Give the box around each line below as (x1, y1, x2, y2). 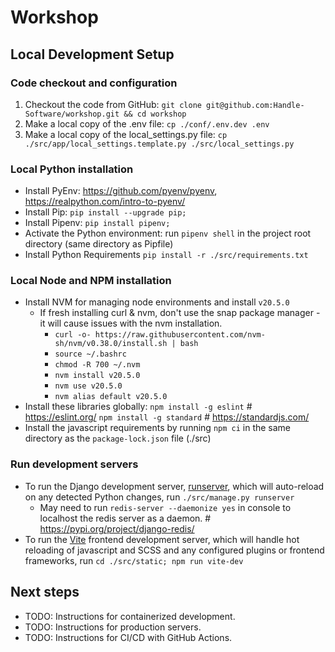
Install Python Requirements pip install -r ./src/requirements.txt (24, 249, 309, 261)
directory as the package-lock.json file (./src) (24, 432, 212, 445)
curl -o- (54, 330, 92, 340)
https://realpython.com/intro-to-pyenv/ (24, 196, 186, 208)
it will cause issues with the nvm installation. (39, 317, 223, 330)
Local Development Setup (10, 46, 175, 63)
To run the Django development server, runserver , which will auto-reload (24, 480, 325, 492)
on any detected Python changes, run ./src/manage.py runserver (24, 491, 295, 503)
